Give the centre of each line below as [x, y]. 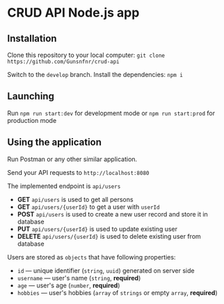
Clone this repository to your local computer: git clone [86, 55]
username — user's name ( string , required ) [79, 278]
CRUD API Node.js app [73, 13]
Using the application [55, 143]
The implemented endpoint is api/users [64, 186]
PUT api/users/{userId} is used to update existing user [97, 229]
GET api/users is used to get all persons [75, 199]
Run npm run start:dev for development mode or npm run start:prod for [111, 113]
